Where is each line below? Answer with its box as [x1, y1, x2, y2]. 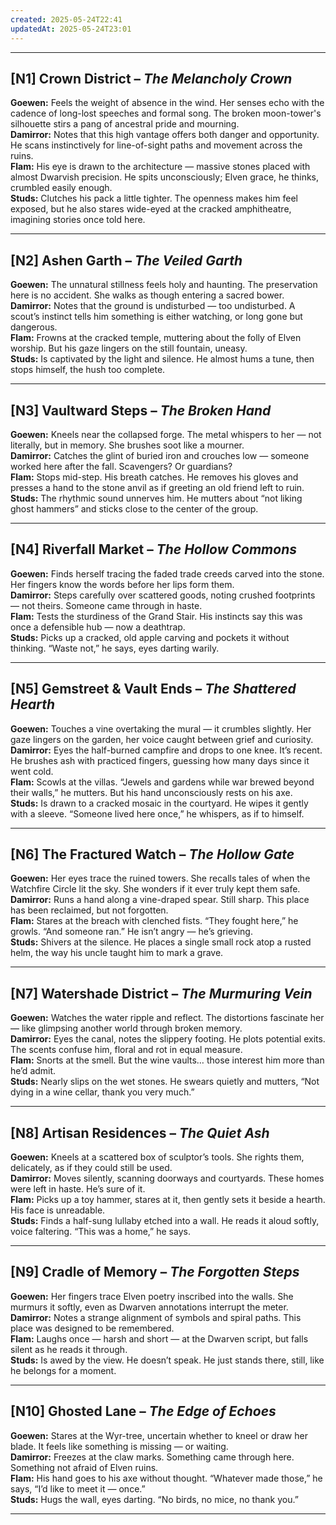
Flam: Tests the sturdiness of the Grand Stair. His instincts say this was [10, 610, 303, 622]
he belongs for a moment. [10, 1364, 117, 1376]
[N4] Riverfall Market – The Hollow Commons [10, 541, 297, 558]
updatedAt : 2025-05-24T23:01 [10, 24, 132, 34]
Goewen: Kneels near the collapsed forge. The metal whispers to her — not [10, 428, 322, 440]
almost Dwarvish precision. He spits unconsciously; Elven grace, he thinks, [10, 171, 320, 183]
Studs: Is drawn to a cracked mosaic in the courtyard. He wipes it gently [10, 797, 309, 809]
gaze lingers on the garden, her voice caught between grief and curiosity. [10, 733, 314, 745]
